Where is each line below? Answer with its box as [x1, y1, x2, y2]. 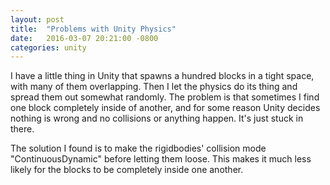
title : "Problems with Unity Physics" [10, 24, 177, 34]
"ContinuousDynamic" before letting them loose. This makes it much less [10, 153, 312, 165]
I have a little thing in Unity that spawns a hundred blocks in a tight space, [10, 70, 315, 82]
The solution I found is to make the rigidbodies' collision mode [10, 142, 267, 155]
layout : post [10, 14, 65, 25]
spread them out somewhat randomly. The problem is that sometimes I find [10, 91, 320, 103]
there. [10, 123, 35, 135]
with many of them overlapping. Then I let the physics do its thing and [10, 81, 298, 93]
